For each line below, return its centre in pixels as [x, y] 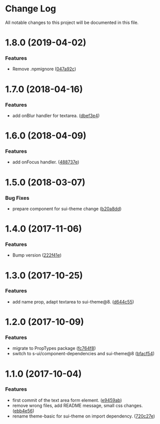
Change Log [31, 9]
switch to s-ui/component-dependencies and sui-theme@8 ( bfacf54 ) [83, 354]
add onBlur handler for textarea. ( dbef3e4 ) [56, 116]
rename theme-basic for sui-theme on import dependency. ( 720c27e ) [84, 416]
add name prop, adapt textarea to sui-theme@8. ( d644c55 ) [73, 301]
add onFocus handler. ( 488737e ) [46, 162]
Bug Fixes [17, 198]
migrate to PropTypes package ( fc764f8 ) [54, 348]
